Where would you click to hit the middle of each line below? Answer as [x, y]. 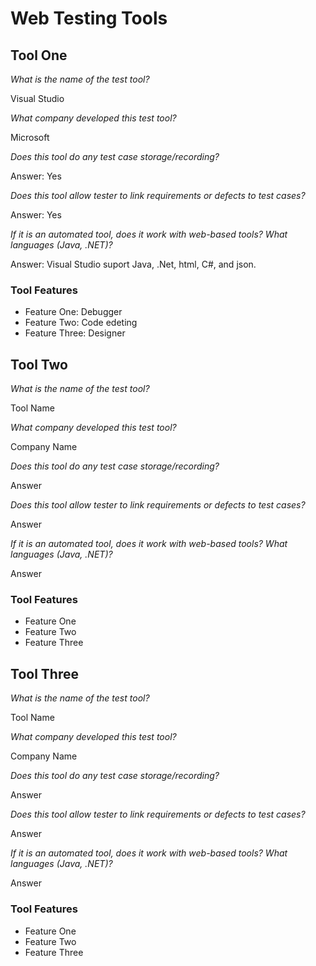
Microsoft [30, 137]
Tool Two [39, 364]
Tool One [39, 55]
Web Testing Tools [89, 18]
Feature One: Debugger [73, 312]
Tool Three [44, 673]
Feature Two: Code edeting [81, 323]
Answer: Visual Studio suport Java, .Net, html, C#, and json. [133, 264]
